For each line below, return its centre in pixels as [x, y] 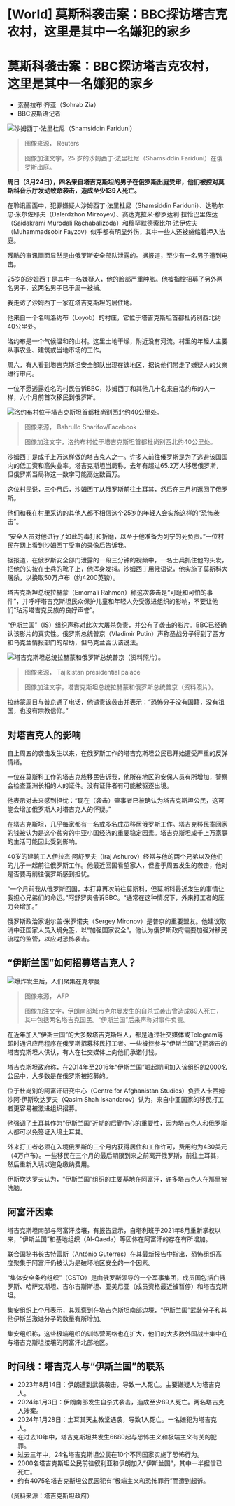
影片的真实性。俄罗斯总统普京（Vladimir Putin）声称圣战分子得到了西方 [122, 634]
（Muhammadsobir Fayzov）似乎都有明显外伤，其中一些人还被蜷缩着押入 [113, 232]
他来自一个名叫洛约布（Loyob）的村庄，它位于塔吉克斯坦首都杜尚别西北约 [114, 318]
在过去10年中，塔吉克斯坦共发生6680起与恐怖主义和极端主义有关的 [114, 1437]
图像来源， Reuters [52, 144]
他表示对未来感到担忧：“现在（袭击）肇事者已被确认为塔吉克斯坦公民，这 [113, 800]
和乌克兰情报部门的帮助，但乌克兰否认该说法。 [74, 642]
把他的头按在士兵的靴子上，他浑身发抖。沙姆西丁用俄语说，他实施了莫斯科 [114, 569]
